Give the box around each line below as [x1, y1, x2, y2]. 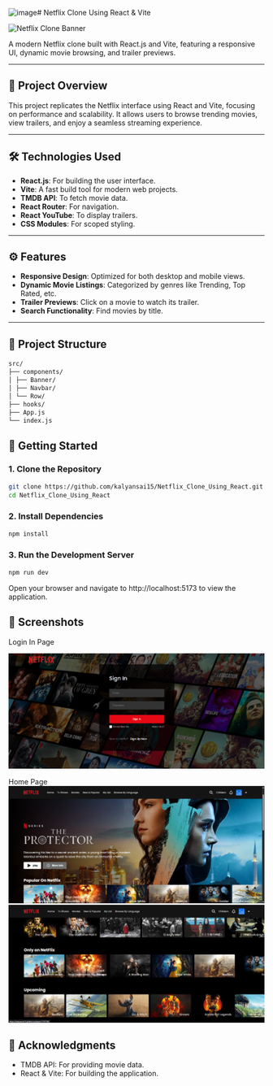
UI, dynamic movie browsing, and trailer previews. [8, 48, 176, 57]
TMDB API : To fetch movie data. [19, 193, 128, 202]
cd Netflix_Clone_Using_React [8, 491, 111, 499]
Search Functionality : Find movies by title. [19, 306, 164, 316]
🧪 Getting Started [8, 439, 98, 453]
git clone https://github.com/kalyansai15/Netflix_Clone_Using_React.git [8, 482, 264, 491]
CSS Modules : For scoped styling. [19, 219, 136, 228]
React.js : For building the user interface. [19, 176, 156, 185]
